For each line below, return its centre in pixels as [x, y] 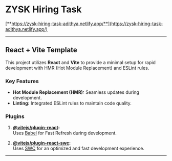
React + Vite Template [41, 50]
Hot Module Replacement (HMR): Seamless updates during [76, 92]
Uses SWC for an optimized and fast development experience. [79, 148]
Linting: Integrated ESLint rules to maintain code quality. [72, 103]
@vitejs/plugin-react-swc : [41, 143]
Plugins [15, 116]
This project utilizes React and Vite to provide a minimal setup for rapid [81, 62]
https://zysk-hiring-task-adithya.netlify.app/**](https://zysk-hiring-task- [87, 24]
